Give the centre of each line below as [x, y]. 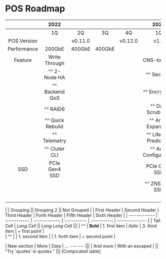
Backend [55, 91]
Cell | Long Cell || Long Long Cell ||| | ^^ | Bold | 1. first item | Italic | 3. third [81, 226]
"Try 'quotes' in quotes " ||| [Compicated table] [53, 251]
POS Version [23, 41]
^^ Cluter [55, 148]
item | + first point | [25, 231]
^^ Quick [55, 120]
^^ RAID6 [55, 109]
